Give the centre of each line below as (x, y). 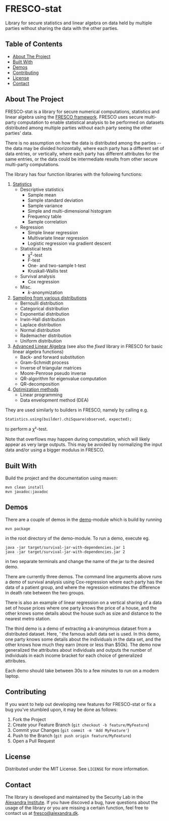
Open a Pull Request (34, 741)
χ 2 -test (35, 254)
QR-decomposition (40, 384)
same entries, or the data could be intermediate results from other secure (81, 159)
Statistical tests (36, 248)
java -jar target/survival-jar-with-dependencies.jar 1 (65, 547)
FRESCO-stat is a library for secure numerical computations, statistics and (82, 111)
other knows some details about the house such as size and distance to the (84, 613)
